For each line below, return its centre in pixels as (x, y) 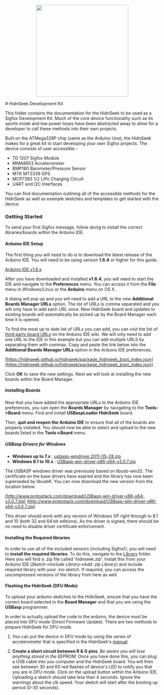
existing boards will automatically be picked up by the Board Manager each (81, 314)
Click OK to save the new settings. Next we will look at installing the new (78, 374)
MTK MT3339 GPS (31, 174)
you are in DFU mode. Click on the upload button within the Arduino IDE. (85, 672)
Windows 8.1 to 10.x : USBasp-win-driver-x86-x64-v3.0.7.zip (74, 462)
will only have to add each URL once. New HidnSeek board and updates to (80, 309)
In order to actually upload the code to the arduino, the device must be (76, 616)
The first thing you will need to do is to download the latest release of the (79, 255)
